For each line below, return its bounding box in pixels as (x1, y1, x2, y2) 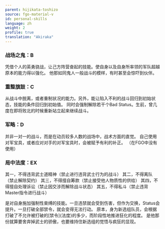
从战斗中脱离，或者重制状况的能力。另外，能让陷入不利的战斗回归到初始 (5, 95, 151, 101)
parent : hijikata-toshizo (5, 7, 58, 12)
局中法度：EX (5, 159, 37, 166)
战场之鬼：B (5, 52, 34, 58)
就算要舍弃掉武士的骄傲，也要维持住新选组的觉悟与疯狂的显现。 (9, 219, 138, 225)
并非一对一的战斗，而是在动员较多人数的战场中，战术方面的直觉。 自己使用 (5, 133, 157, 139)
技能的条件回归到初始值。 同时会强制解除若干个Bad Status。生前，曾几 (13, 102, 158, 108)
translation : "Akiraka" (5, 35, 54, 40)
